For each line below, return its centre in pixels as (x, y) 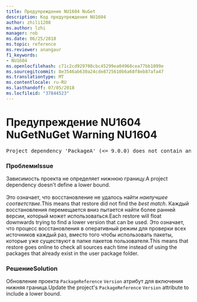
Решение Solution (32, 269)
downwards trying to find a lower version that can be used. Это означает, (95, 222)
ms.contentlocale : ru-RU (36, 83)
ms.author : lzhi (26, 28)
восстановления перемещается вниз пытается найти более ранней (91, 209)
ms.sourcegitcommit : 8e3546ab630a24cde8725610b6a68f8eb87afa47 (85, 72)
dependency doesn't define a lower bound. (58, 185)
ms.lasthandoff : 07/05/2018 (40, 88)
